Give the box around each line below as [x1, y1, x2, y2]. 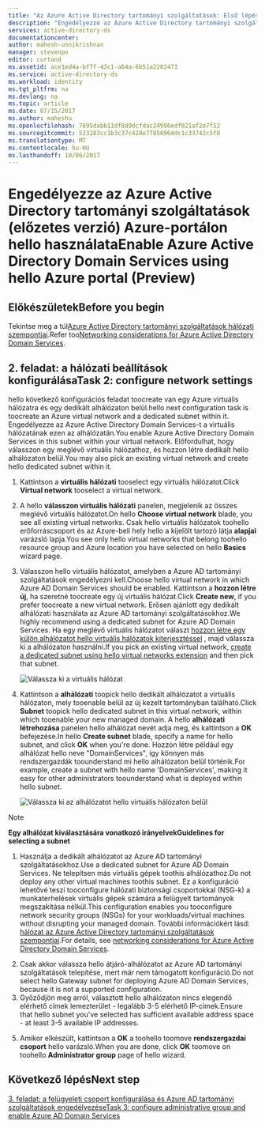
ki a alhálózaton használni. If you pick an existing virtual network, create [19, 642, 252, 652]
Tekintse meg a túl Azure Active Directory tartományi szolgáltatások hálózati [8, 322, 255, 331]
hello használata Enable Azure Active [8, 236, 254, 254]
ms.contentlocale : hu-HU [8, 144, 90, 152]
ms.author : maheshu [8, 115, 73, 123]
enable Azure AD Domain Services [8, 1111, 121, 1120]
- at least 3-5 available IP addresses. [19, 1018, 140, 1028]
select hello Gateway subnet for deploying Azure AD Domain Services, [19, 976, 249, 986]
